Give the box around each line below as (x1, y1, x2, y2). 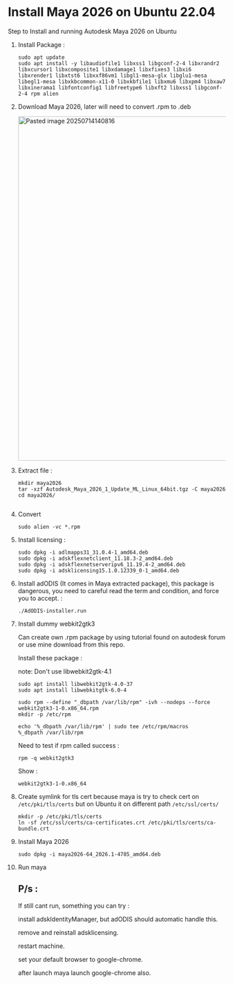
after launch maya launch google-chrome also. (17, 968, 151, 977)
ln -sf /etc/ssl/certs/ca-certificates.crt (17, 819, 146, 826)
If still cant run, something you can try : (17, 902, 130, 910)
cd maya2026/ (17, 491, 56, 499)
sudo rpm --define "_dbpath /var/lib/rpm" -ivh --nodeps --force (17, 699, 210, 705)
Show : (17, 766, 38, 775)
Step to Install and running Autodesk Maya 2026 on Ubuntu (8, 27, 177, 35)
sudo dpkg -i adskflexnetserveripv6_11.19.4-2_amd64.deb (17, 561, 186, 568)
